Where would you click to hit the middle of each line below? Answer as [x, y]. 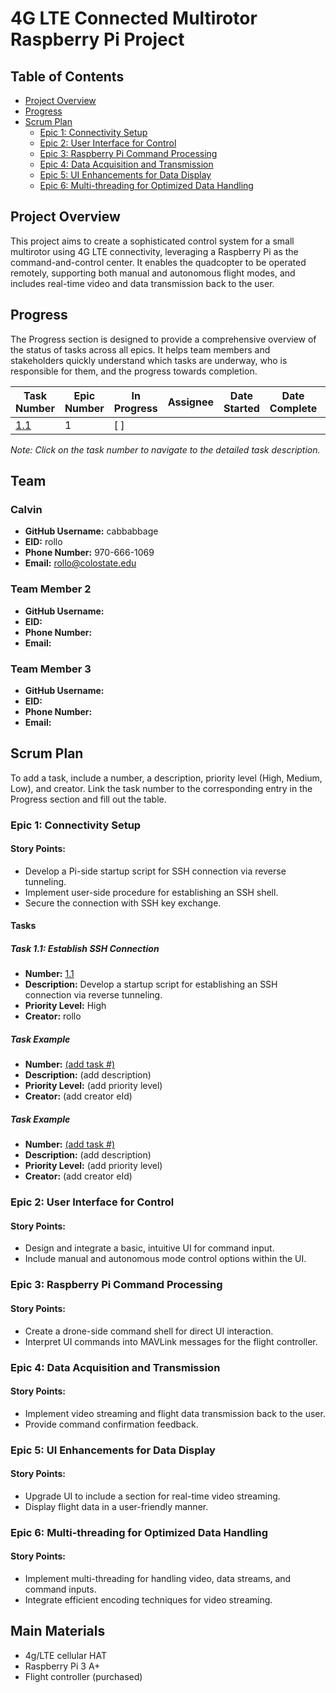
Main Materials [58, 1631]
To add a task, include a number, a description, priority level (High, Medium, [166, 778]
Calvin [26, 509]
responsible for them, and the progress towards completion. [134, 371]
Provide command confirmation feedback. [111, 1424]
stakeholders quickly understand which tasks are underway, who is [149, 360]
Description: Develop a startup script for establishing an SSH [151, 984]
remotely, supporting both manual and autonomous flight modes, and [153, 273]
